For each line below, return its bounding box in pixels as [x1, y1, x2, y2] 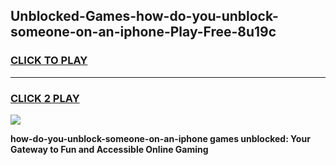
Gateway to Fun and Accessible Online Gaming [10, 143, 209, 155]
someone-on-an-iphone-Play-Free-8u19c [10, 24, 277, 41]
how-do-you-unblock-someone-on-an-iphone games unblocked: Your [10, 132, 311, 144]
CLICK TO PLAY [10, 54, 88, 68]
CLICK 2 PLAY [10, 91, 80, 105]
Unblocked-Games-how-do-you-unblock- [10, 8, 279, 25]
